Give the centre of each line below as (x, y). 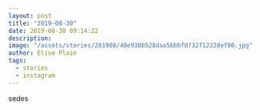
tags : (17, 61)
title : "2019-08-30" (43, 23)
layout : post (30, 16)
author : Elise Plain (43, 53)
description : (30, 38)
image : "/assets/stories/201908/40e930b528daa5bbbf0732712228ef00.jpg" (130, 46)
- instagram (36, 75)
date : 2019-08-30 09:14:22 (53, 31)
